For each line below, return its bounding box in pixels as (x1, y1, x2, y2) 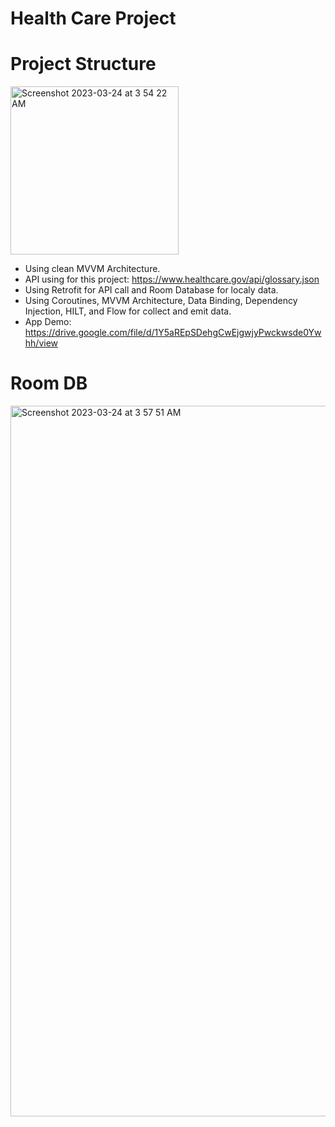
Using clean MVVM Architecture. (24, 263, 161, 275)
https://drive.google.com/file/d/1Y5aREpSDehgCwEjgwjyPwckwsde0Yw (24, 327, 322, 339)
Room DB (10, 372, 88, 395)
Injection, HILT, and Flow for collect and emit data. (24, 305, 232, 317)
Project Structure (10, 53, 157, 76)
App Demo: (24, 316, 72, 328)
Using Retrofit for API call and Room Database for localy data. (24, 284, 279, 296)
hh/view (24, 337, 59, 349)
